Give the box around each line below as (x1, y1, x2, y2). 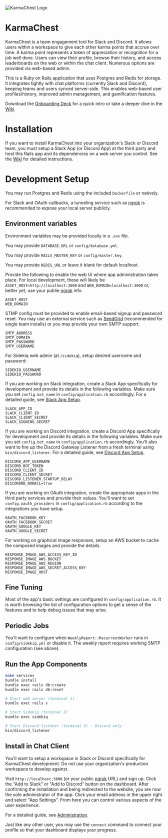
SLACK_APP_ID (5, 406, 32, 411)
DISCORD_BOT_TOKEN (5, 463, 43, 468)
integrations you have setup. (5, 505, 64, 511)
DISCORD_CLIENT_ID (5, 467, 43, 472)
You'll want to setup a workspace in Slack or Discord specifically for (5, 755, 145, 761)
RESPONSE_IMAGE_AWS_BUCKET (5, 556, 61, 561)
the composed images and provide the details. (5, 542, 101, 548)
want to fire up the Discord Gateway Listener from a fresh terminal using (5, 444, 154, 450)
